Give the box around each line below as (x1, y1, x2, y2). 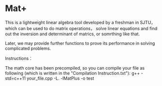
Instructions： (5, 55, 33, 61)
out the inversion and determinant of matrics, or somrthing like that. (5, 31, 140, 37)
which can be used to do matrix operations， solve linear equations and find (5, 25, 158, 31)
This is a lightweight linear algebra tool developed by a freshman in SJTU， (5, 19, 156, 25)
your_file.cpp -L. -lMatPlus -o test (26, 75, 95, 81)
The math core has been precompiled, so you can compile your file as (5, 65, 145, 71)
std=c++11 (5, 75, 26, 81)
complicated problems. (5, 45, 51, 51)
